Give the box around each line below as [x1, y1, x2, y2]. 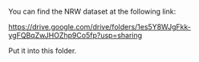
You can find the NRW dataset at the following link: [8, 7, 177, 16]
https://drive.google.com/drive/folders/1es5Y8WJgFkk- [8, 22, 191, 31]
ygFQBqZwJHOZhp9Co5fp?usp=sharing [8, 31, 143, 40]
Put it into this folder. [8, 46, 77, 55]
